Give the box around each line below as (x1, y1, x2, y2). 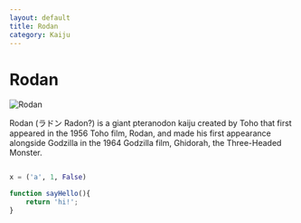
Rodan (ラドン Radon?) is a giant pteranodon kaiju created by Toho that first (9, 118, 292, 129)
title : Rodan (9, 22, 59, 31)
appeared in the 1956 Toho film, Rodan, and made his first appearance (9, 128, 271, 139)
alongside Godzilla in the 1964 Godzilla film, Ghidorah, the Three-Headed (9, 138, 282, 149)
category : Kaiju (9, 30, 71, 39)
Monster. (9, 147, 42, 159)
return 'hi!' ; (25, 198, 79, 207)
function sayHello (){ (9, 189, 91, 199)
